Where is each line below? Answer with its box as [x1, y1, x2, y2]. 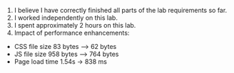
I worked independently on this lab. [14, 13, 118, 22]
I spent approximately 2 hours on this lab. [14, 21, 136, 29]
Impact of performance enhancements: [14, 28, 130, 37]
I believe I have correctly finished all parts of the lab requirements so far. [14, 6, 228, 14]
